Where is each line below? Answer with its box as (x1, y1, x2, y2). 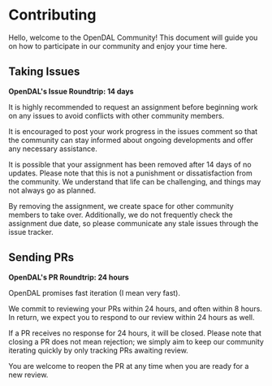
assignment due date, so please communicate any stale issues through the (8, 218, 259, 228)
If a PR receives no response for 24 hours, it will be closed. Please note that (8, 327, 262, 338)
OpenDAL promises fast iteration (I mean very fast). (8, 288, 181, 297)
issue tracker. (8, 227, 54, 236)
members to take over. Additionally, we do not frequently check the (8, 210, 233, 219)
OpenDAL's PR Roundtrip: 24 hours (8, 272, 130, 282)
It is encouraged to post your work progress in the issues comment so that (8, 126, 258, 136)
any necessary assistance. (8, 144, 97, 154)
